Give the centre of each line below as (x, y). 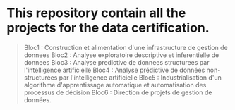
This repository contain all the (96, 13)
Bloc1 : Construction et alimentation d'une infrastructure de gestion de (126, 47)
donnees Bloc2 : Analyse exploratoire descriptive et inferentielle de (121, 55)
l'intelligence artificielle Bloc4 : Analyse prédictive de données (114, 70)
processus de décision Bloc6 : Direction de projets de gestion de (118, 92)
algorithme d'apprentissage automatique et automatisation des (115, 85)
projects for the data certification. (108, 28)
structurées (41, 77)
